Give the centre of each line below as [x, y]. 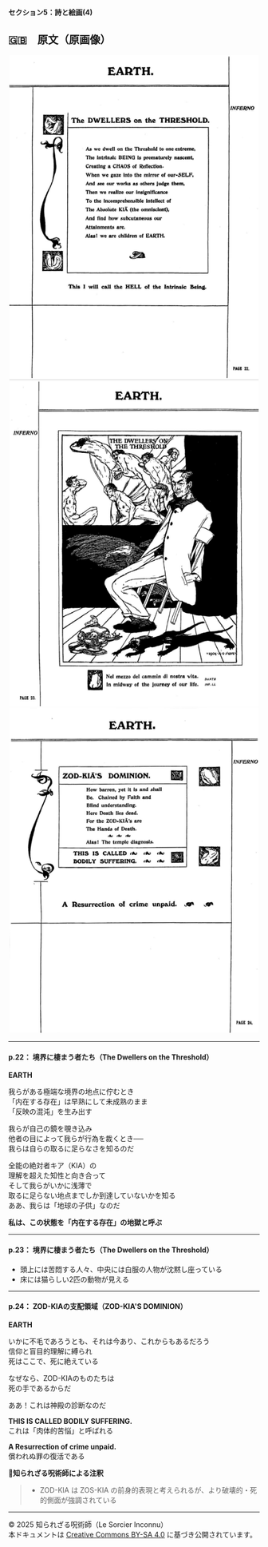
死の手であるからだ [40, 1388]
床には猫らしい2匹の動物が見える [74, 1279]
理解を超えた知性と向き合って [57, 1175]
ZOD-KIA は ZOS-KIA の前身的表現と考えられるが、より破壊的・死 [148, 1489]
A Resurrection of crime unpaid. [63, 1446]
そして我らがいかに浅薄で [50, 1186]
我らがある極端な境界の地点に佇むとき [71, 1092]
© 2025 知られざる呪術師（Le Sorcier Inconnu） [88, 1524]
